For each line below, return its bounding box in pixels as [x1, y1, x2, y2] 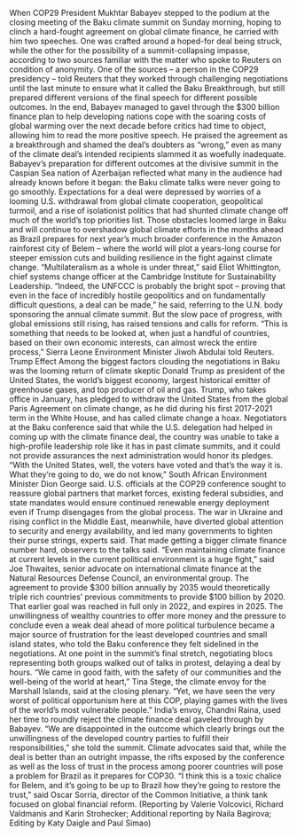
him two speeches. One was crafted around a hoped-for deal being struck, [9, 35, 283, 46]
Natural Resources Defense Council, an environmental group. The [9, 573, 250, 583]
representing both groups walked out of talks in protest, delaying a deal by [9, 658, 281, 668]
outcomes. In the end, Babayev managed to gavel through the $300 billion [9, 102, 280, 112]
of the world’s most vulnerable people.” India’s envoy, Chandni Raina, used [9, 705, 281, 715]
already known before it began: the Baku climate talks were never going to [9, 177, 281, 187]
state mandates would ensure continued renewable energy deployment [9, 497, 270, 508]
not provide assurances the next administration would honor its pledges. [9, 450, 273, 460]
